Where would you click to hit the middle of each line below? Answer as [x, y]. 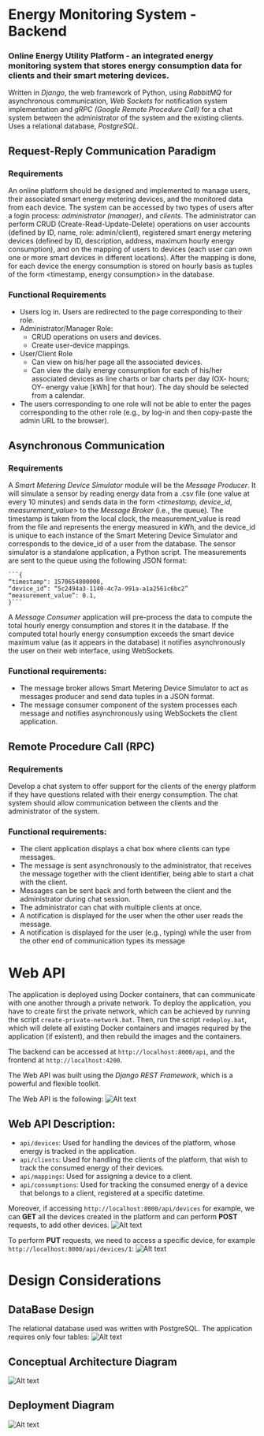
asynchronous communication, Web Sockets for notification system [118, 101]
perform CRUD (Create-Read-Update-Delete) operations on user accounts [129, 224]
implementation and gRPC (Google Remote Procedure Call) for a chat [121, 110]
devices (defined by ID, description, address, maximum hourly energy [121, 241]
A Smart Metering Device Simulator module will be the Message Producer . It [132, 485]
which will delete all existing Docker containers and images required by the [130, 1028]
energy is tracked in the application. [78, 1151]
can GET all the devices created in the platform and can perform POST [123, 1217]
